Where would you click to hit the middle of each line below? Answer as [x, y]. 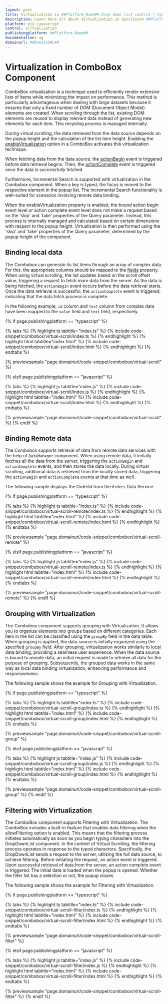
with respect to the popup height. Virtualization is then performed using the [83, 226]
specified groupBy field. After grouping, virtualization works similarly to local [83, 647]
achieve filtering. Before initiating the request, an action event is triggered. [82, 859]
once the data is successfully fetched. [44, 169]
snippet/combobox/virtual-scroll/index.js [47, 392]
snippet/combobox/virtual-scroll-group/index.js [54, 764]
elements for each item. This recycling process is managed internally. [77, 124]
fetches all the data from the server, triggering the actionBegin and [74, 461]
